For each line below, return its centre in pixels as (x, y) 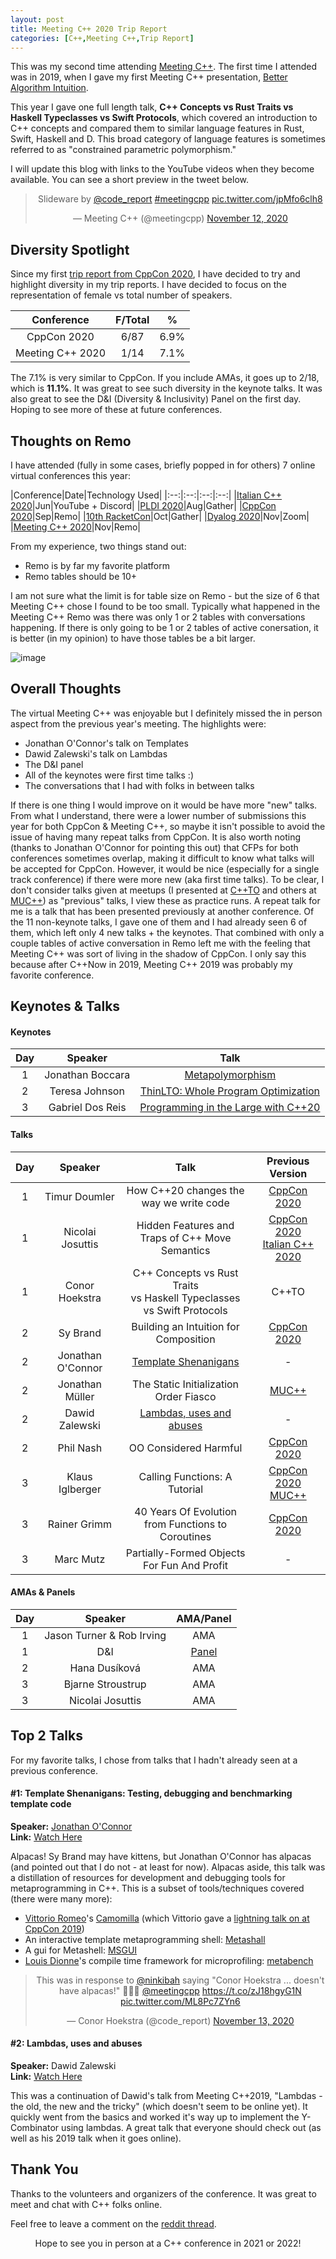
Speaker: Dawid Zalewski (63, 2066)
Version (288, 1173)
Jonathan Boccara (87, 1075)
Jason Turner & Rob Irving (105, 1635)
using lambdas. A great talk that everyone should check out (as (191, 2128)
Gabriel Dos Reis (87, 1108)
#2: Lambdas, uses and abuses (76, 2043)
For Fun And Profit (186, 1565)
